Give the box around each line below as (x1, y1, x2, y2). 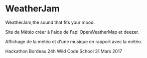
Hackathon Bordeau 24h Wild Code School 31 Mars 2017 (5, 48, 122, 54)
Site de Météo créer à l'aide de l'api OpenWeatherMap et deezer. (5, 29, 139, 35)
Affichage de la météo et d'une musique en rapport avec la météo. (5, 38, 142, 45)
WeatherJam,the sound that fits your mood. (5, 19, 95, 25)
